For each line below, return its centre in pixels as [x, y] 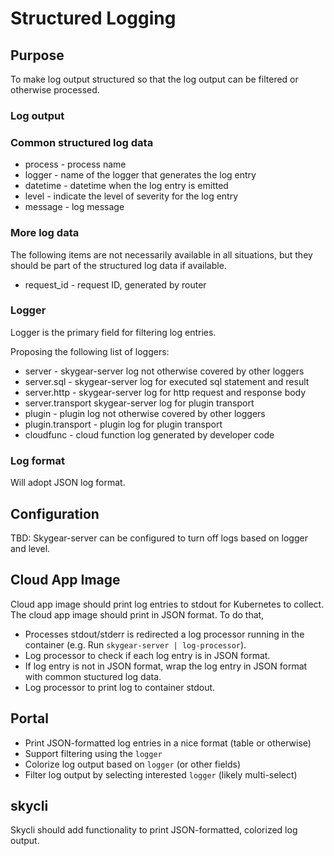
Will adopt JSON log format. [68, 483]
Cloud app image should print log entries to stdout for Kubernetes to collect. [167, 604]
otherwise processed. [55, 90]
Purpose [37, 55]
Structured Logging [93, 18]
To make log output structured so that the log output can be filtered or [154, 79]
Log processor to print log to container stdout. [120, 687]
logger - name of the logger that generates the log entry [140, 175]
